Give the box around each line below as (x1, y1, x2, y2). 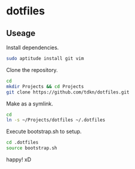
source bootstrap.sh (6, 145, 58, 151)
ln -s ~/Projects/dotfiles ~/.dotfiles (6, 117, 106, 123)
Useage (6, 28, 36, 38)
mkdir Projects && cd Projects (6, 83, 84, 89)
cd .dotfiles (6, 140, 39, 146)
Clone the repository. (6, 66, 58, 73)
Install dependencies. (6, 44, 59, 51)
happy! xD (6, 156, 32, 163)
